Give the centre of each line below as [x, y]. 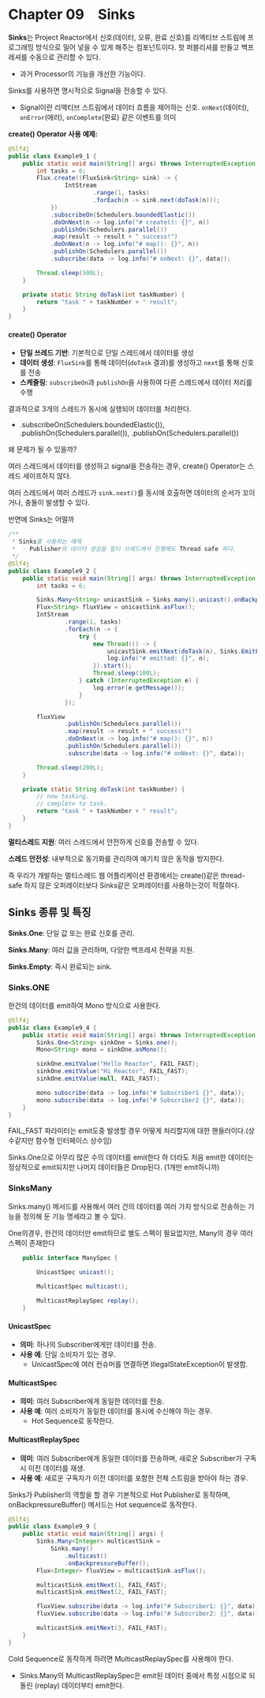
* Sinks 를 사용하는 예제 [47, 542]
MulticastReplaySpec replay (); [88, 1301]
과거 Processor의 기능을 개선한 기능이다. [82, 73]
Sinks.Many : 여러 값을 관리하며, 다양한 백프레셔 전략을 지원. [101, 950]
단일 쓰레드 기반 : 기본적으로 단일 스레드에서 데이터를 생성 [107, 353]
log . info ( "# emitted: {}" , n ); [159, 659]
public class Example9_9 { [52, 1527]
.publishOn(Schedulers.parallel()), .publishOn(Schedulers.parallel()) [129, 433]
